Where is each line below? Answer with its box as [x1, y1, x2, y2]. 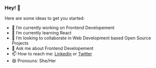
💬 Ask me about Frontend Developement [11, 46, 94, 51]
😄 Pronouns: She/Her [11, 58, 56, 64]
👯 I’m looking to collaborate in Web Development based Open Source [11, 35, 151, 41]
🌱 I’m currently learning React [11, 30, 72, 36]
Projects [11, 40, 29, 46]
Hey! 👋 [4, 4, 21, 11]
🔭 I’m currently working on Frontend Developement [11, 25, 115, 31]
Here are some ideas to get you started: [4, 16, 85, 21]
